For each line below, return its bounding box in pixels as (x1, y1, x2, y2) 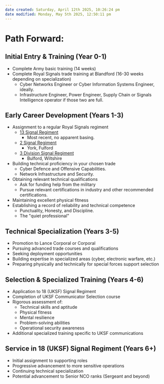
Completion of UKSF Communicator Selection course (12, 294, 121, 299)
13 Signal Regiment (19, 129, 59, 135)
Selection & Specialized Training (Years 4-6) (5, 275, 144, 284)
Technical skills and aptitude (19, 304, 78, 310)
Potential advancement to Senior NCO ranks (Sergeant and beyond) (12, 373, 150, 379)
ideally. (19, 87, 34, 92)
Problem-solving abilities (19, 320, 70, 325)
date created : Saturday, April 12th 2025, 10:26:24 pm (5, 7, 120, 12)
